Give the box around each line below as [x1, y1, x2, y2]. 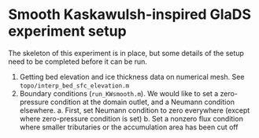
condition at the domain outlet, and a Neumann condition [50, 97, 235, 106]
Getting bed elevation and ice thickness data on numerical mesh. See [19, 72, 245, 81]
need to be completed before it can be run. [8, 57, 148, 66]
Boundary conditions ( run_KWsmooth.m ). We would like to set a [19, 88, 219, 98]
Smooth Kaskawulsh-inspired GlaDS [8, 6, 252, 24]
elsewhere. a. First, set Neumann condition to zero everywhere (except [19, 105, 250, 115]
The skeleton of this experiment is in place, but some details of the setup [8, 48, 244, 58]
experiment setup [8, 22, 128, 40]
